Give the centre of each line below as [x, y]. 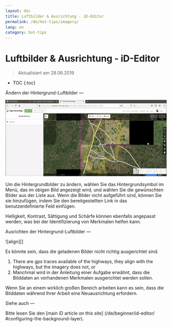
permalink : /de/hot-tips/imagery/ [42, 22]
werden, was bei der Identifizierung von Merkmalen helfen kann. [73, 222]
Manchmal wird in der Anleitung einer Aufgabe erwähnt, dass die [81, 272]
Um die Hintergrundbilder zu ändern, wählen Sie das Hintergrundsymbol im [84, 184]
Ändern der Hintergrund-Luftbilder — [45, 93]
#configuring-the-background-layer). [45, 318]
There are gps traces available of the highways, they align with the [83, 261]
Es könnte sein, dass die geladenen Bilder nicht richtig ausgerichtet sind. [82, 251]
